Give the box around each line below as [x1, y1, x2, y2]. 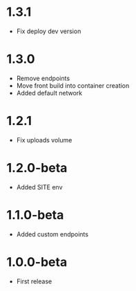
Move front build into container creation [16, 81, 130, 90]
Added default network [16, 88, 83, 97]
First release [16, 277, 52, 285]
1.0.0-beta [6, 254, 68, 270]
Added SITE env [16, 182, 63, 191]
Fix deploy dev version [16, 27, 81, 35]
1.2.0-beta [6, 160, 68, 176]
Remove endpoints [16, 74, 70, 82]
